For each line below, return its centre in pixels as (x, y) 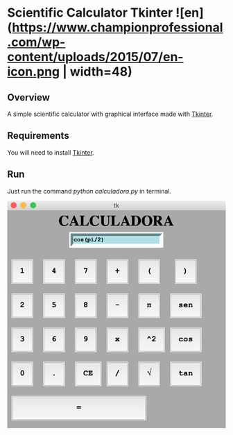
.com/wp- (36, 42)
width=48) (101, 72)
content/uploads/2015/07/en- (95, 57)
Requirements (38, 136)
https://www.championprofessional (118, 27)
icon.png (34, 72)
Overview (29, 97)
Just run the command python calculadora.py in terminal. (89, 191)
